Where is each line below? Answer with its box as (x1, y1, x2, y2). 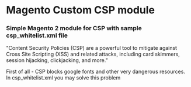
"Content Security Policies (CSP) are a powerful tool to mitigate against (6, 45, 177, 52)
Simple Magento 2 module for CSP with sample (6, 24, 142, 32)
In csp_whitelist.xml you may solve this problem (6, 74, 121, 81)
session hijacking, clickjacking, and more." (6, 57, 108, 64)
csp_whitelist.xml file (6, 31, 68, 39)
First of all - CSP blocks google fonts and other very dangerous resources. (6, 68, 186, 75)
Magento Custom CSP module (6, 3, 155, 17)
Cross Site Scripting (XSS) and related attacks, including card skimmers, (6, 50, 180, 58)
